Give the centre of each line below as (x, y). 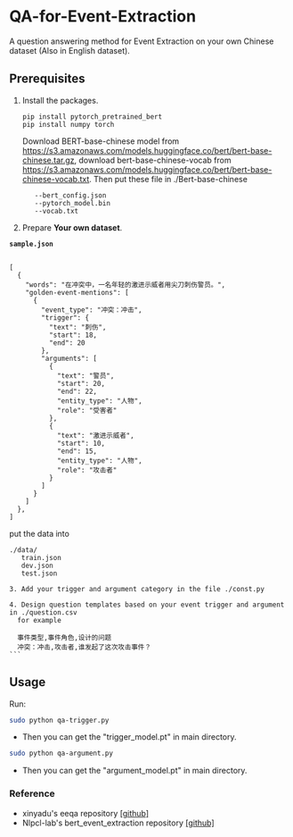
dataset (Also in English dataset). (70, 50)
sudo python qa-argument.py (61, 753)
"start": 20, (81, 383)
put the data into (39, 533)
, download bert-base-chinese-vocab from (153, 160)
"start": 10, (81, 443)
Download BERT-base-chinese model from (101, 141)
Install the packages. (60, 100)
